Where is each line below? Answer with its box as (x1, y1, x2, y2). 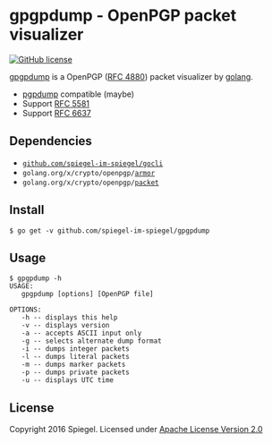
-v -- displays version (21, 321, 110, 330)
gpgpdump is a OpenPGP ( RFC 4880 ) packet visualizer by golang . (9, 71, 253, 81)
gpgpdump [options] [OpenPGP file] (21, 290, 154, 299)
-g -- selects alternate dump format (21, 337, 163, 345)
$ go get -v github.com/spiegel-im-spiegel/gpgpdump (9, 226, 210, 235)
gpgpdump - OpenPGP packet (9, 5, 237, 26)
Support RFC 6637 (21, 107, 91, 118)
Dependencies (9, 133, 92, 149)
